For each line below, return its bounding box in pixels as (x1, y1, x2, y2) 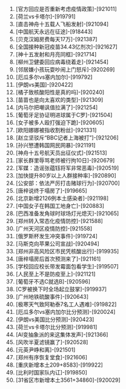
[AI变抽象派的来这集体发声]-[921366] (15, 331, 108, 338)
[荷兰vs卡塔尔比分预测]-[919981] (15, 324, 98, 330)
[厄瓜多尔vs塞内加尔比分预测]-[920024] (15, 308, 116, 315)
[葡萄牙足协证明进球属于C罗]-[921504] (15, 111, 113, 118)
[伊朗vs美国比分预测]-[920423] (15, 316, 94, 323)
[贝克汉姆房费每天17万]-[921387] (15, 36, 98, 42)
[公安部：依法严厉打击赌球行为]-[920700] (15, 179, 120, 187)
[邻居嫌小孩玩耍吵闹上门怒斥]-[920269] (15, 66, 115, 73)
